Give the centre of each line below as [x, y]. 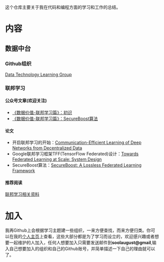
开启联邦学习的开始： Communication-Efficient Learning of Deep [77, 143]
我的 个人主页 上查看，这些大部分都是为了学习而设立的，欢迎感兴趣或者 [84, 237]
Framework [23, 171]
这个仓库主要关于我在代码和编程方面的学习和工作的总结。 [63, 7]
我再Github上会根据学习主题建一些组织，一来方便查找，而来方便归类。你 [78, 230]
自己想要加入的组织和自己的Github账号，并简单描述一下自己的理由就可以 [82, 249]
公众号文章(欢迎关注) [26, 101]
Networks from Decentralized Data [47, 148]
